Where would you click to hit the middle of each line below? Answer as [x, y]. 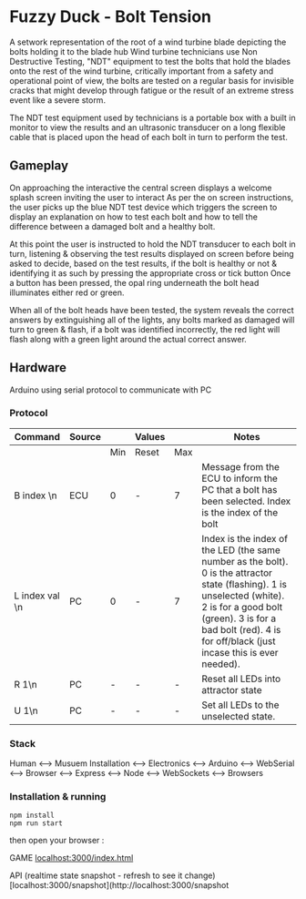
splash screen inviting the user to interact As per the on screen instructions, [152, 197]
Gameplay [39, 166]
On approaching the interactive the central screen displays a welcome [141, 188]
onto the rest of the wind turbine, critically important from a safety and [142, 71]
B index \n [36, 495]
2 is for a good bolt [242, 607]
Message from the [241, 466]
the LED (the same [241, 550]
